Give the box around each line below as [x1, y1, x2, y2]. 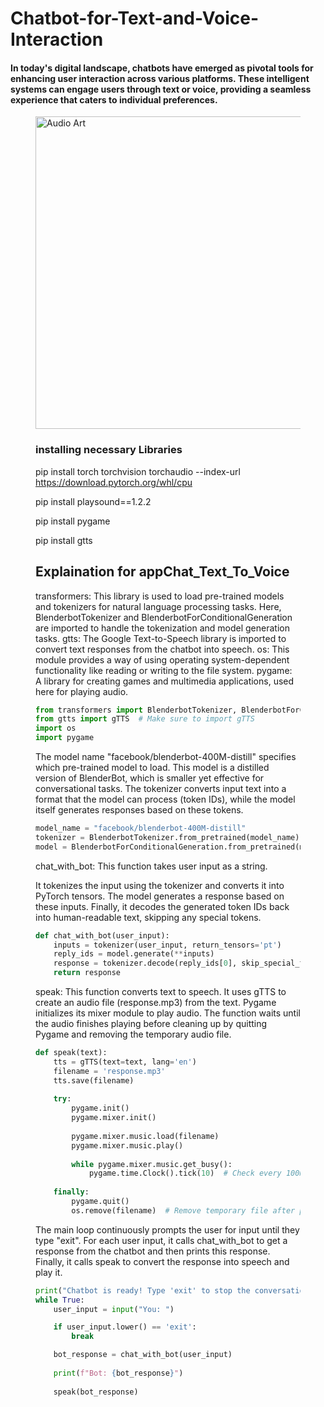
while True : [35, 1295, 85, 1305]
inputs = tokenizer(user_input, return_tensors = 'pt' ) [53, 940, 282, 950]
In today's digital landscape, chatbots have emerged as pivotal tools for [10, 62, 314, 74]
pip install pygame [35, 515, 111, 527]
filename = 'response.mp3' [53, 1066, 166, 1076]
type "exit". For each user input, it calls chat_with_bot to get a [35, 1234, 288, 1246]
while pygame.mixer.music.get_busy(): [71, 1159, 233, 1169]
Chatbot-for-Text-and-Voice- [10, 7, 260, 30]
